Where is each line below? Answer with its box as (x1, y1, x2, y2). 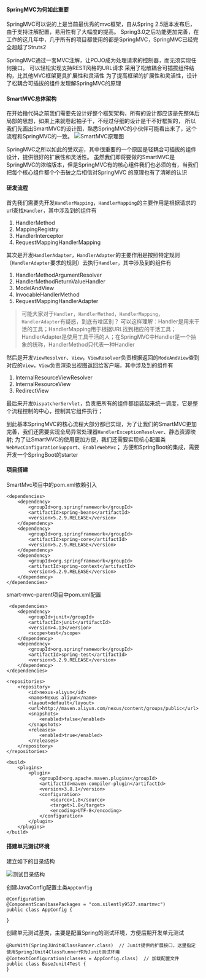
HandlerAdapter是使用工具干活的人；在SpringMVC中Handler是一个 (21, 333, 191, 341)
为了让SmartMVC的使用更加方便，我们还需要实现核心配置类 (15, 435, 166, 443)
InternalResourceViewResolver (15, 374, 93, 381)
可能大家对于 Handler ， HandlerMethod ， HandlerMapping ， (21, 310, 164, 317)
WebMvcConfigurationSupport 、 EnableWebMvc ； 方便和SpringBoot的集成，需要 (6, 443, 200, 451)
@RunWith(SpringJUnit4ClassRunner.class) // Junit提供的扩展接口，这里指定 (6, 942, 196, 949)
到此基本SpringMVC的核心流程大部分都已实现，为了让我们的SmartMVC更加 (6, 420, 197, 427)
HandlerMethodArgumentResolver (15, 271, 102, 278)
